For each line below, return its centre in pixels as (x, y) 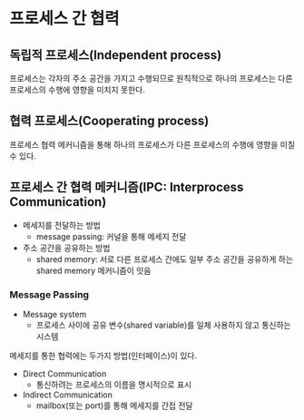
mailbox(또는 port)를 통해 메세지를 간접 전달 (114, 405)
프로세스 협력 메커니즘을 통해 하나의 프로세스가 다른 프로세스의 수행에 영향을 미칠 (152, 144)
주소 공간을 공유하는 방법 (66, 248)
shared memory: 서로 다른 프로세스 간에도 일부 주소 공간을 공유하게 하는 (164, 259)
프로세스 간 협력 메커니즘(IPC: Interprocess (127, 187)
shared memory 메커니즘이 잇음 (93, 270)
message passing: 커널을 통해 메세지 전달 (111, 236)
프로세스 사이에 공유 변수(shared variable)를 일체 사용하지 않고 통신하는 (164, 325)
